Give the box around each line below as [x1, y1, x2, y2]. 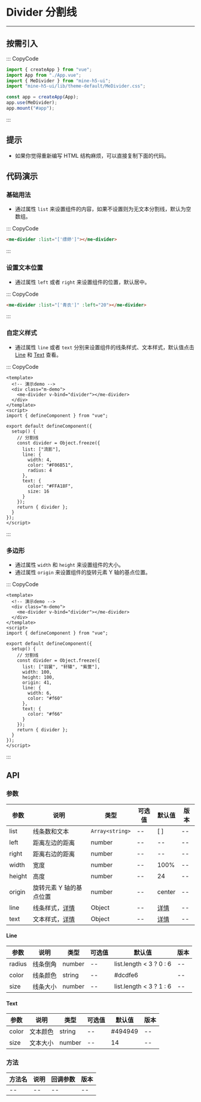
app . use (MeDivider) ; [6, 100, 58, 106]
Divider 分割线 [6, 5, 77, 19]
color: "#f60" [28, 695, 63, 702]
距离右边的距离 [32, 849, 75, 858]
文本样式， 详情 [32, 915, 75, 923]
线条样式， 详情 [32, 903, 75, 912]
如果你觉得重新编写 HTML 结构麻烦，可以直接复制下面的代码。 [14, 152, 169, 159]
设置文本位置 [6, 263, 44, 272]
